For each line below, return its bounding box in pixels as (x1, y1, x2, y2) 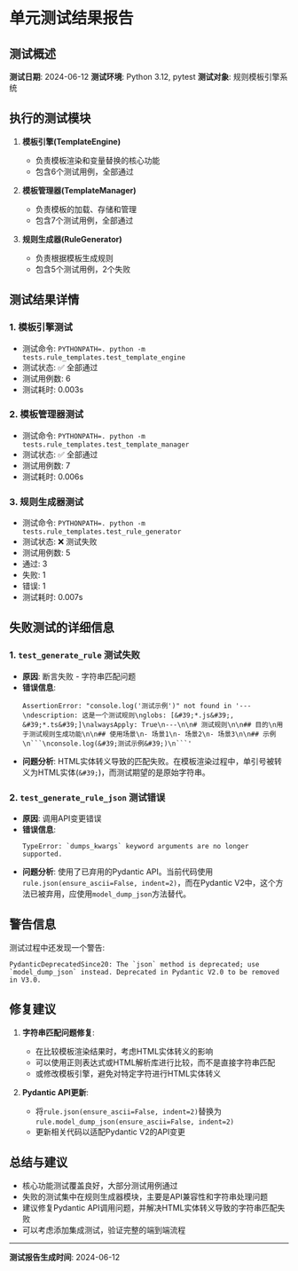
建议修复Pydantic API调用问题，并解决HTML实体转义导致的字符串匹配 (21, 1202, 278, 1212)
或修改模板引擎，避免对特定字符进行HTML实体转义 (35, 1068, 222, 1078)
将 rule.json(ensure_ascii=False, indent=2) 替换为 (35, 1106, 222, 1117)
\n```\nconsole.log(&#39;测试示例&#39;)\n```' (21, 738, 192, 748)
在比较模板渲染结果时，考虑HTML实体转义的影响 (35, 1046, 214, 1056)
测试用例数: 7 (21, 460, 71, 470)
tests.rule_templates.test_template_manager (21, 440, 190, 449)
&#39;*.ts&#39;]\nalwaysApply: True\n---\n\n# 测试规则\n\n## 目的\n (21, 720, 277, 729)
